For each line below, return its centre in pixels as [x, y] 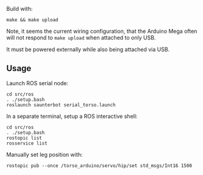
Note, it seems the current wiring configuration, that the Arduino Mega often [102, 31]
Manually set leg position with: [45, 154]
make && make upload [33, 20]
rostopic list [24, 138]
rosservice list [27, 143]
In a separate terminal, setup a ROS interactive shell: [72, 116]
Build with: [20, 9]
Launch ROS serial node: [37, 83]
